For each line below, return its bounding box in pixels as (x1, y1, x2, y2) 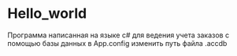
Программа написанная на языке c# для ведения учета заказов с (7, 30, 230, 40)
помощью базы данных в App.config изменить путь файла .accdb (7, 38, 228, 47)
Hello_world (7, 5, 87, 23)
